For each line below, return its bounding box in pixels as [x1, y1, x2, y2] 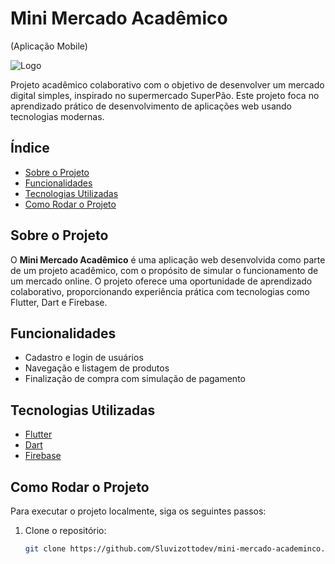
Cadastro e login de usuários [24, 352, 144, 364]
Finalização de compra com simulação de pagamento [24, 373, 246, 385]
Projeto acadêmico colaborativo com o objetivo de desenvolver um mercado [10, 78, 325, 91]
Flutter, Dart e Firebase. [10, 296, 108, 308]
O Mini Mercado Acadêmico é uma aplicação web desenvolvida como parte [10, 253, 326, 266]
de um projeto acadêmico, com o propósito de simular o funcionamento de [10, 264, 319, 276]
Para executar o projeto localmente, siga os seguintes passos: [10, 505, 267, 517]
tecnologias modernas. [10, 110, 105, 122]
